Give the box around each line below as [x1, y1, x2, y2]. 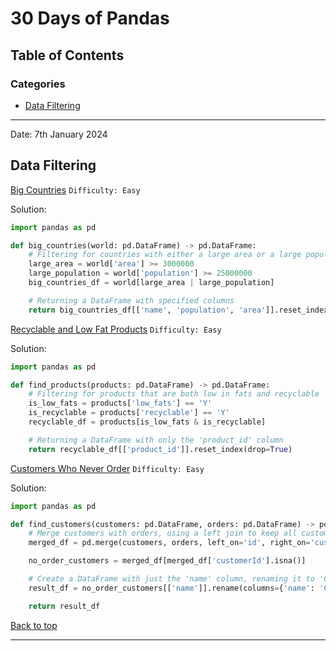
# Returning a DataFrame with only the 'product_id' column [28, 435, 284, 445]
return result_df [28, 601, 101, 611]
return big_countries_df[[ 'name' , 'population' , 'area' [28, 305, 267, 315]
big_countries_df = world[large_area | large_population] [28, 278, 275, 288]
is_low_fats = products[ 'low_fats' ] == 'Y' [28, 398, 213, 409]
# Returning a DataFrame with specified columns [28, 295, 235, 306]
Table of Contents [10, 47, 125, 64]
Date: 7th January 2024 [10, 128, 108, 140]
